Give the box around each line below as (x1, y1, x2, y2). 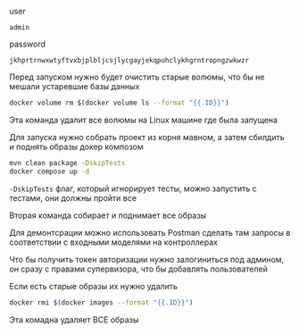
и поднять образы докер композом (9, 141, 145, 152)
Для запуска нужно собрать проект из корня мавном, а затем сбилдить (9, 131, 286, 142)
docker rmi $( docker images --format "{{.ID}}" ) (9, 297, 194, 307)
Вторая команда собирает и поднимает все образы (9, 210, 207, 221)
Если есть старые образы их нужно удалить (9, 280, 179, 291)
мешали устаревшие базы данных (9, 81, 140, 91)
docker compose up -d (9, 167, 90, 176)
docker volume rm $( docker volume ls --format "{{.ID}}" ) (9, 98, 229, 107)
